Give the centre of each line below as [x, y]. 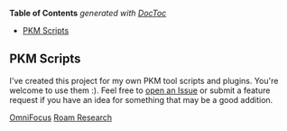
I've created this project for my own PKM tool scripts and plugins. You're [144, 80]
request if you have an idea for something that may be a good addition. [141, 99]
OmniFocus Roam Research [61, 117]
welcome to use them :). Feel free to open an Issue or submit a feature [140, 90]
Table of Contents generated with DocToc [88, 13]
